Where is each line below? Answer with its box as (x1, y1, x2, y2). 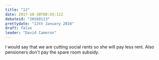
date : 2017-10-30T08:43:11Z (5, 12, 64, 17)
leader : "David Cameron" (5, 30, 57, 35)
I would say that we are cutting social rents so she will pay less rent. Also (5, 44, 155, 50)
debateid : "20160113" (5, 16, 50, 21)
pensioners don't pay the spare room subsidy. (5, 49, 99, 55)
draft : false (5, 26, 32, 31)
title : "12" (5, 7, 30, 12)
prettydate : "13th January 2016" (5, 21, 75, 26)
